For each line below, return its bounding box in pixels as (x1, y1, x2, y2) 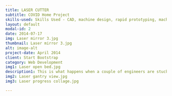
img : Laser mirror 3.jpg (5, 36, 58, 41)
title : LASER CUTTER (5, 7, 50, 13)
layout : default (5, 21, 40, 27)
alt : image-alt (5, 45, 38, 51)
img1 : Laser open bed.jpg (5, 64, 60, 69)
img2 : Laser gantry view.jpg (5, 74, 68, 79)
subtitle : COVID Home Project (5, 12, 70, 17)
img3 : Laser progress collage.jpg (5, 79, 79, 84)
